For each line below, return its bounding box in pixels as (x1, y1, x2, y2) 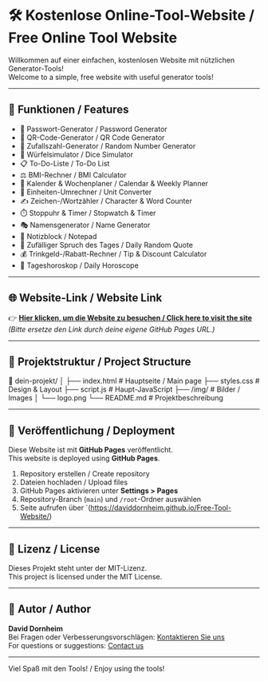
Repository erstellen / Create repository (19, 469, 150, 479)
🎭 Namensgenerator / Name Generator (19, 220, 151, 229)
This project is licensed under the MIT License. (8, 572, 163, 581)
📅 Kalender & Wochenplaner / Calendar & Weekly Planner (19, 178, 209, 188)
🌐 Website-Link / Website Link (8, 291, 163, 305)
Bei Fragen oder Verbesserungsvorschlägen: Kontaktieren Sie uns (8, 632, 225, 642)
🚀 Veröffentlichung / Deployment (8, 424, 175, 437)
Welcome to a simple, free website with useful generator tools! (8, 72, 214, 82)
